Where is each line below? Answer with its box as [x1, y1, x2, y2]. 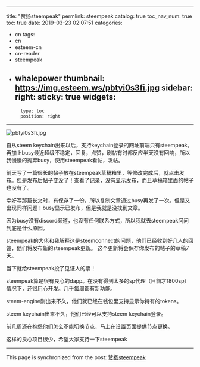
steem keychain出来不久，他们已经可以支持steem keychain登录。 [6, 310, 167, 317]
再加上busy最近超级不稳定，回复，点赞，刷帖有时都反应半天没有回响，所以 [6, 149, 190, 156]
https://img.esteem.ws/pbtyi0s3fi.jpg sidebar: [14, 83, 193, 93]
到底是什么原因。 [6, 224, 48, 232]
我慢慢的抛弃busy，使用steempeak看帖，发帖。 [6, 156, 124, 164]
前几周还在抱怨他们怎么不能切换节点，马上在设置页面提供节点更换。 [6, 323, 173, 330]
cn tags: [14, 31, 35, 38]
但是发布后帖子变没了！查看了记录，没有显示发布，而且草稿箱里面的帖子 [16, 177, 194, 184]
